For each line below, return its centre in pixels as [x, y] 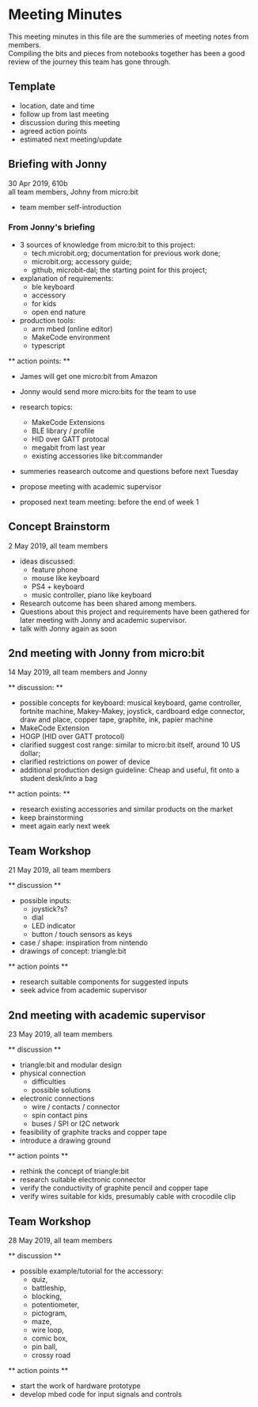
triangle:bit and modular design [70, 1065]
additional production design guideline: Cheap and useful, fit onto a [129, 770]
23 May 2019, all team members [61, 1034]
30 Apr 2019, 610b [38, 183]
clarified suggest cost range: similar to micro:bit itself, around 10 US [130, 745]
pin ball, [44, 1346]
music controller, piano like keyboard [91, 594]
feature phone [55, 569]
